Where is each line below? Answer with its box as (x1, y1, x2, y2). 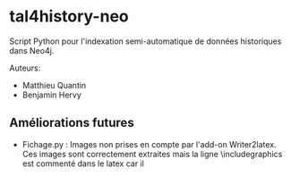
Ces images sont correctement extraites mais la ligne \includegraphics (21, 148, 283, 159)
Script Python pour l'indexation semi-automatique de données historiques (9, 36, 282, 46)
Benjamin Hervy (21, 89, 82, 100)
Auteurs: (9, 63, 41, 73)
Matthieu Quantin (21, 80, 87, 90)
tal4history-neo (9, 6, 129, 27)
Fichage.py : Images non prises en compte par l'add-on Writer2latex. (21, 138, 277, 149)
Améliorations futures (9, 115, 134, 130)
